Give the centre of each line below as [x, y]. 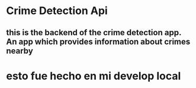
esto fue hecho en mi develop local [94, 76]
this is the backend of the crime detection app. [94, 33]
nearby [20, 51]
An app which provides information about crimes [98, 41]
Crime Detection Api [57, 11]
